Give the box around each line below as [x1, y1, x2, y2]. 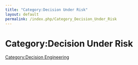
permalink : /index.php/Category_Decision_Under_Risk [5, 16, 117, 21]
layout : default [5, 12, 39, 17]
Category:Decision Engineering [5, 54, 70, 60]
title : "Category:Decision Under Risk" [5, 7, 88, 12]
